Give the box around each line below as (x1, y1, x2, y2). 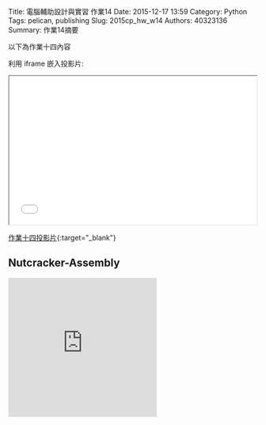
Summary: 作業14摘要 (8, 25, 79, 34)
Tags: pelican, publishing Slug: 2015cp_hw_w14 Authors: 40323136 (8, 16, 228, 25)
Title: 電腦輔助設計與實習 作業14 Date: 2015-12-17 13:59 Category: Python (8, 7, 248, 16)
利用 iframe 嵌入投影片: (8, 59, 85, 68)
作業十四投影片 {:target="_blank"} (8, 233, 116, 242)
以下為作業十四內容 (8, 42, 71, 51)
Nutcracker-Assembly (8, 256, 120, 270)
